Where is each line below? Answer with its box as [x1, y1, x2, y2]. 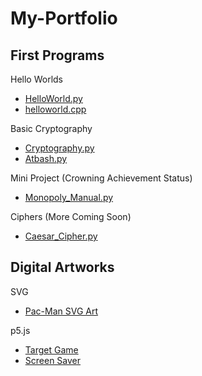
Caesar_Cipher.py [24, 230, 98, 242]
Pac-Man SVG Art [24, 305, 99, 317]
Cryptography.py [24, 142, 95, 154]
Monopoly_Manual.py [24, 192, 114, 203]
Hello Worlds [10, 73, 63, 85]
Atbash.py [24, 153, 68, 164]
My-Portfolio [10, 7, 118, 30]
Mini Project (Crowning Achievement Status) [10, 172, 193, 184]
